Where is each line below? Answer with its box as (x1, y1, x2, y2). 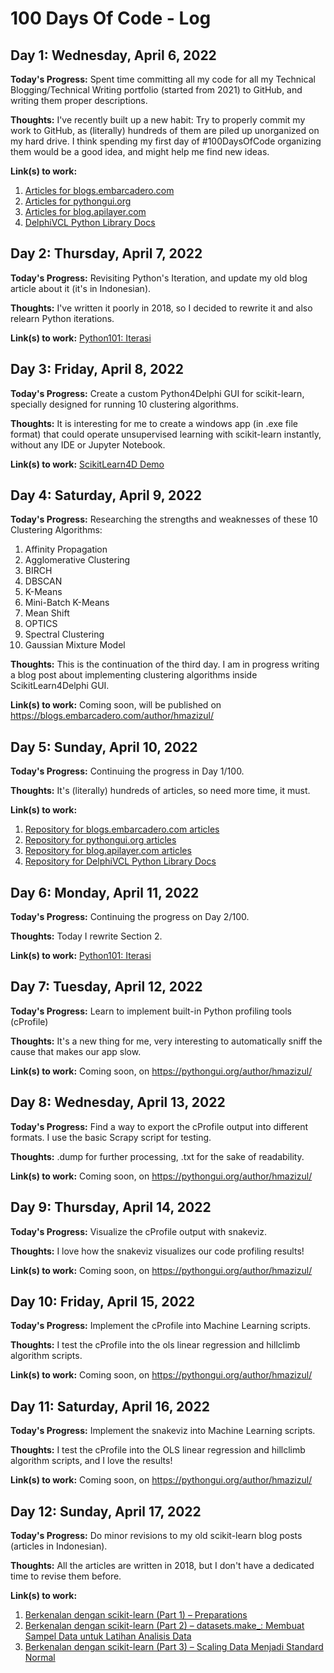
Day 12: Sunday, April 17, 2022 (10, 1503, 202, 1520)
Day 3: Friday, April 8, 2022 (10, 361, 184, 378)
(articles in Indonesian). (10, 1540, 108, 1552)
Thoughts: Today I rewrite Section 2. (10, 930, 163, 942)
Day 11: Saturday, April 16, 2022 (10, 1398, 210, 1415)
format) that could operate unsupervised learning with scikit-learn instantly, (10, 428, 322, 440)
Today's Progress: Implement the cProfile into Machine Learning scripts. (10, 1320, 312, 1332)
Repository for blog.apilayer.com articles (24, 845, 192, 857)
